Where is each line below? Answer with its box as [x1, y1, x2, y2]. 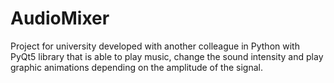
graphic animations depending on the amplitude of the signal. [10, 61, 263, 73]
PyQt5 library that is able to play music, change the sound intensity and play [10, 50, 324, 62]
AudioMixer [10, 7, 110, 30]
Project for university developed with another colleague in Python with [10, 40, 300, 52]
